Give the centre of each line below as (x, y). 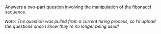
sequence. (16, 12)
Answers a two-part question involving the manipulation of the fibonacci (78, 7)
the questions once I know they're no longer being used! (62, 26)
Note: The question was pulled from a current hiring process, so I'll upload (80, 21)
